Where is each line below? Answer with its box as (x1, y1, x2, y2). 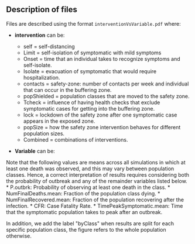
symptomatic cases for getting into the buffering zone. (23, 105, 155, 112)
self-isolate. (23, 61, 52, 68)
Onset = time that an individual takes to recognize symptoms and (23, 55, 180, 62)
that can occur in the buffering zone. (23, 86, 112, 93)
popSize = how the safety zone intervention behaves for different (23, 123, 181, 130)
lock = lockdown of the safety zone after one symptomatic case (23, 111, 177, 118)
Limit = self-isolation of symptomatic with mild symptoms (23, 49, 162, 56)
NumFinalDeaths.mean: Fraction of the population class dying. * (6, 190, 160, 197)
